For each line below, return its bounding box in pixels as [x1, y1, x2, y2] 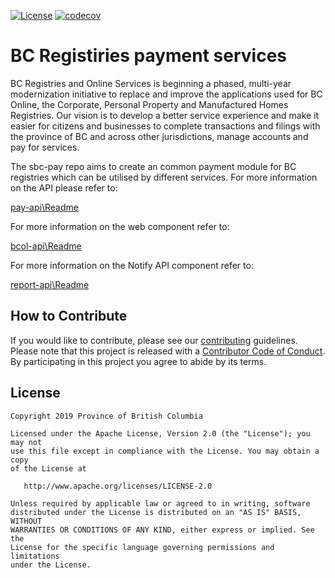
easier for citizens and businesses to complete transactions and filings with [10, 120, 321, 132]
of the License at [10, 463, 87, 474]
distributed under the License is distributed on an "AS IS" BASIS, [10, 507, 302, 517]
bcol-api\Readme [10, 240, 82, 252]
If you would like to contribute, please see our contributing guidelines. [10, 334, 298, 346]
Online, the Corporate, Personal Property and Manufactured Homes [10, 98, 289, 110]
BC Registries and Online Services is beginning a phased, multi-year [10, 77, 292, 89]
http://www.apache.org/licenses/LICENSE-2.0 [23, 481, 213, 491]
